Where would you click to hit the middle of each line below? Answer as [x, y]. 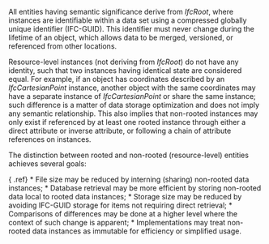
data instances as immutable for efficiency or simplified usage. [137, 231]
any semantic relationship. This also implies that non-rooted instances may [133, 113]
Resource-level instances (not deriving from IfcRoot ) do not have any [124, 62]
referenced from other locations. [63, 46]
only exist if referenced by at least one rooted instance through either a [127, 122]
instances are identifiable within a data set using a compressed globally [128, 20]
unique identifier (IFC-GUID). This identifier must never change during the [132, 29]
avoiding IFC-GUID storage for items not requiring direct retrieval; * [120, 205]
